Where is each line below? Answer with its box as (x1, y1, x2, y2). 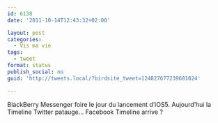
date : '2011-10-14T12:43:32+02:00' (7, 17, 111, 24)
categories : (7, 36, 42, 43)
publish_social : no (7, 68, 64, 75)
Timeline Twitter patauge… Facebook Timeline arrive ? (7, 108, 164, 116)
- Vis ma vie (13, 43, 52, 50)
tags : (7, 49, 23, 56)
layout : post (7, 29, 45, 36)
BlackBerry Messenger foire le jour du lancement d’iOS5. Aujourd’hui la (7, 100, 211, 108)
